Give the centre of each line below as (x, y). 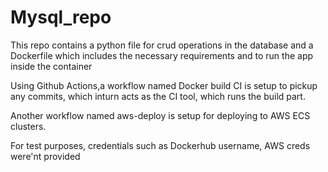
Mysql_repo (61, 17)
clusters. (28, 126)
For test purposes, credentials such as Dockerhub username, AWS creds (160, 145)
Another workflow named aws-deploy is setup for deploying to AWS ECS (160, 115)
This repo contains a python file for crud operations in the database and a (162, 45)
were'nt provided (45, 156)
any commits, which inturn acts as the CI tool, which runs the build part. (158, 96)
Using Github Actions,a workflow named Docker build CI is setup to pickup (164, 85)
